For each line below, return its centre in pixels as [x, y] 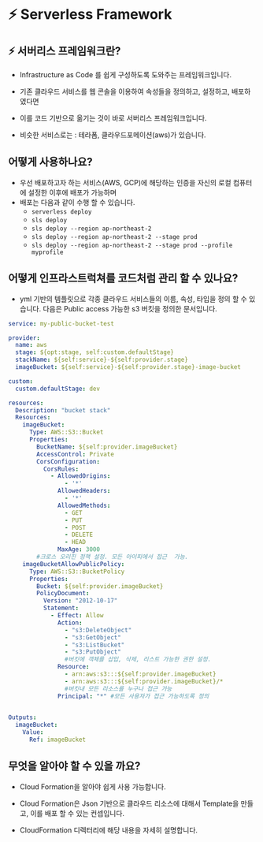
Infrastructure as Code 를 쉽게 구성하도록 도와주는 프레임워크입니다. [126, 75]
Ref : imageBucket [57, 740]
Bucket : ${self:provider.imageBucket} [100, 586]
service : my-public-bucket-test [61, 323]
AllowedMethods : [84, 505]
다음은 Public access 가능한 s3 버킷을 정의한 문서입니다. [130, 308]
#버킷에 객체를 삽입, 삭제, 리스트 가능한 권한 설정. [138, 659]
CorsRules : [61, 469]
